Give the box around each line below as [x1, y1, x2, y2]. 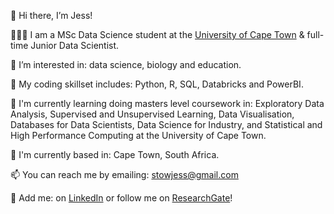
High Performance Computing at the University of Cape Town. [10, 130, 267, 141]
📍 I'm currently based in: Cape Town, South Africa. [10, 149, 220, 160]
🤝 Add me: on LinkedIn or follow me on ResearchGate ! [10, 192, 233, 204]
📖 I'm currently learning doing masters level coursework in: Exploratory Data [10, 98, 325, 109]
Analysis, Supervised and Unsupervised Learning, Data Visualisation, [10, 108, 295, 120]
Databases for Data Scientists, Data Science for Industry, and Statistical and [10, 119, 323, 130]
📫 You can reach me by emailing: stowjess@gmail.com [10, 169, 239, 180]
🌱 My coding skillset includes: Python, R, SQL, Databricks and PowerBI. [10, 78, 304, 90]
